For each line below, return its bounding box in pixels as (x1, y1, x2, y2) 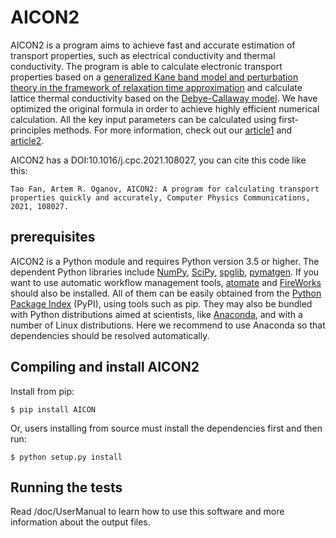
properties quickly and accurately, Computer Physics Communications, (10, 192, 311, 203)
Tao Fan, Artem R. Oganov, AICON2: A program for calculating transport (10, 184, 320, 194)
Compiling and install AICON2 (10, 359, 200, 376)
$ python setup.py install (10, 452, 123, 462)
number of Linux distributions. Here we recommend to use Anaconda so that (10, 319, 326, 331)
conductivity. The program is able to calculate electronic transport (10, 60, 283, 72)
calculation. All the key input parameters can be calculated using (10, 113, 277, 125)
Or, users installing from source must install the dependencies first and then (10, 422, 323, 434)
